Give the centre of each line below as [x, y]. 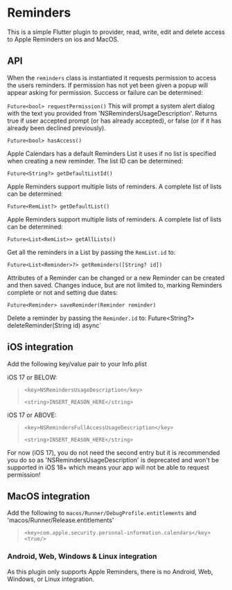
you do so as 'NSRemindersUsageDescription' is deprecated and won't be [113, 460]
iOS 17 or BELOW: [32, 377]
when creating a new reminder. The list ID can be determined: [95, 161]
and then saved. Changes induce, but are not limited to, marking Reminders [115, 285]
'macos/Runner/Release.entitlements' [61, 520]
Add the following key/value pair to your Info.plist [77, 364]
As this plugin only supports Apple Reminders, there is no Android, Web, [110, 571]
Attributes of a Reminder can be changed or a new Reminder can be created [116, 278]
